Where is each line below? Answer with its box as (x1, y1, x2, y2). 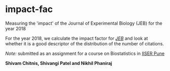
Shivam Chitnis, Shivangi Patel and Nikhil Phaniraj (5, 60, 112, 66)
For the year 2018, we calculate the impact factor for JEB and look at (5, 35, 148, 41)
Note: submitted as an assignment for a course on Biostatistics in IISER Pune (5, 50, 165, 56)
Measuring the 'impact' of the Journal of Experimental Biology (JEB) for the (5, 20, 163, 26)
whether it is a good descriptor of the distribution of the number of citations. (5, 40, 164, 46)
